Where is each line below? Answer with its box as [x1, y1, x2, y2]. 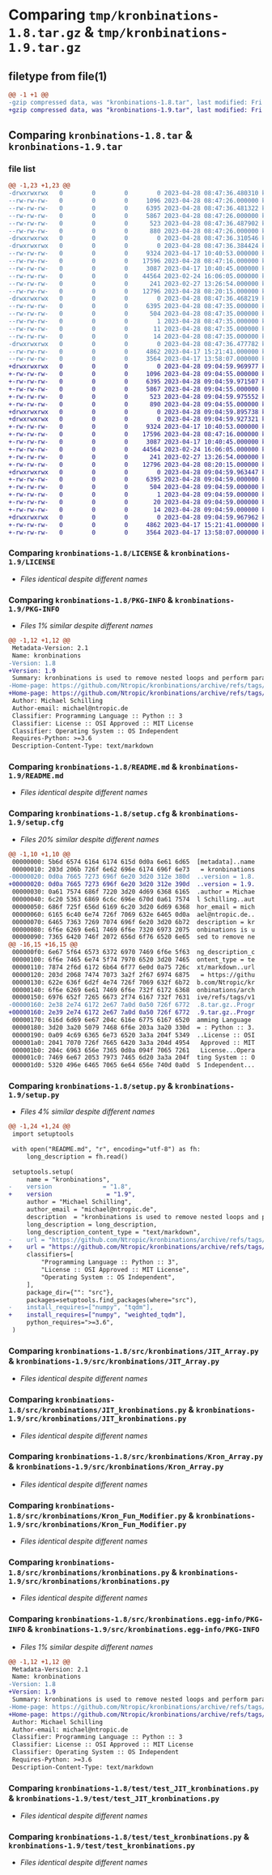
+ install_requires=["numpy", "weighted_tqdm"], [8, 1311, 186, 1319]
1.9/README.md [8, 772, 64, 781]
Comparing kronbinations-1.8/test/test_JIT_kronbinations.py [8, 1782, 259, 1793]
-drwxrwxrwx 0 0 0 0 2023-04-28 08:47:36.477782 [8, 340, 259, 348]
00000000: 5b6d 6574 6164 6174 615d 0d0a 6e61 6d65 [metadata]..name [11, 858, 255, 866]
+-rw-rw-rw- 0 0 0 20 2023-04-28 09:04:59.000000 [8, 499, 259, 507]
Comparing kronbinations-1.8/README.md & [8, 761, 178, 773]
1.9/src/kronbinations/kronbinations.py [8, 1577, 170, 1586]
